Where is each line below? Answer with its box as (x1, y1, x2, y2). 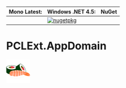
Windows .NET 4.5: (47, 8, 96, 15)
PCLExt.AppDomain (6, 40, 107, 53)
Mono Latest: (8, 8, 42, 15)
